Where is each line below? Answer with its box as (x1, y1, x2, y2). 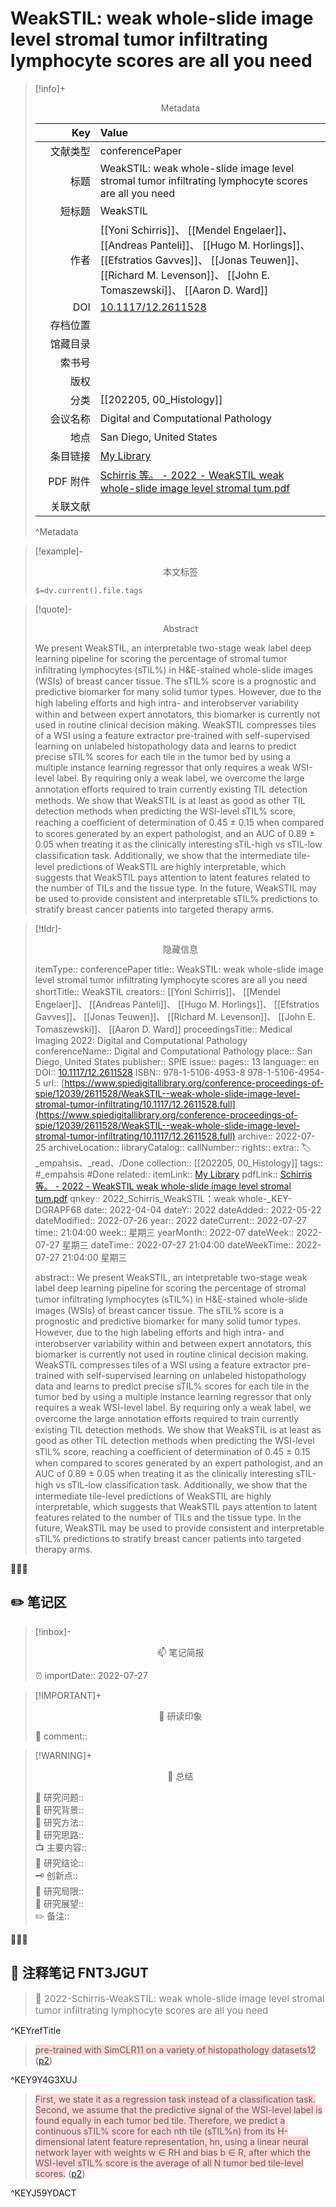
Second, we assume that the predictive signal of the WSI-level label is (34, 2103, 323, 2116)
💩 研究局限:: (34, 1885, 84, 1897)
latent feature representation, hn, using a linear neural (87, 2135, 309, 2147)
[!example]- (34, 545, 84, 557)
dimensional (34, 2135, 86, 2147)
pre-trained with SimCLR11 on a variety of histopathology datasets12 (34, 2043, 317, 2056)
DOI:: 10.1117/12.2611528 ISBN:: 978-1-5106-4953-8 (34, 1066, 246, 1078)
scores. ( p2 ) (34, 2167, 86, 2179)
